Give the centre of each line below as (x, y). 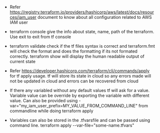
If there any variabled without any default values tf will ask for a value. (80, 90)
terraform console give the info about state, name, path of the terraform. (82, 32)
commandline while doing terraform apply (51, 111)
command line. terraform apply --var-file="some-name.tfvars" (72, 125)
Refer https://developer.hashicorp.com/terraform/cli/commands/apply (80, 71)
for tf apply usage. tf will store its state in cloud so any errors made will (80, 76)
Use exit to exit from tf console (40, 37)
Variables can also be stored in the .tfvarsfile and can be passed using (80, 120)
